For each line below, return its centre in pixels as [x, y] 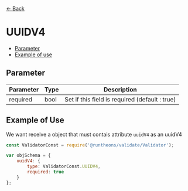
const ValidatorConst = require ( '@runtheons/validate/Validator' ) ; [90, 145]
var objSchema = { [28, 156]
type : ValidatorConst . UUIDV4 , [64, 166]
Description [120, 89]
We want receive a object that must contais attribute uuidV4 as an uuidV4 [94, 134]
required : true [46, 172]
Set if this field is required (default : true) [120, 99]
